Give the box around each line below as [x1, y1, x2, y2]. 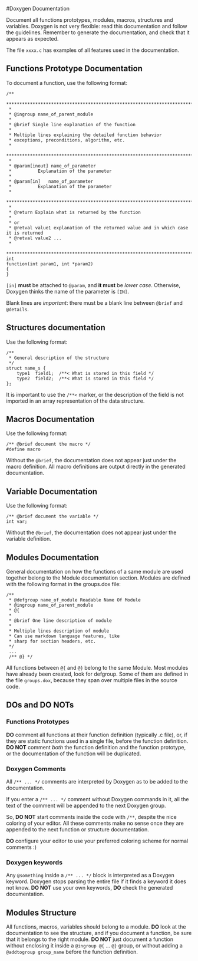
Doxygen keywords [6, 858, 63, 866]
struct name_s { [6, 365, 46, 371]
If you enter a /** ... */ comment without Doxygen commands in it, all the [6, 796, 189, 803]
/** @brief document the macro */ [6, 442, 91, 447]
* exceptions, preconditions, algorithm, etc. [8, 137, 126, 143]
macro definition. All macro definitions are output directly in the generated [6, 463, 186, 470]
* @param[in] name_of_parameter [8, 178, 94, 185]
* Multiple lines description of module [8, 628, 110, 634]
